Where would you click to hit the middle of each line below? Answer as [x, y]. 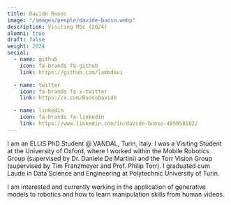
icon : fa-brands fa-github [59, 66]
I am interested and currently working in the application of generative [106, 187]
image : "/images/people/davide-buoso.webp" [72, 20]
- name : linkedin [39, 111]
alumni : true [26, 33]
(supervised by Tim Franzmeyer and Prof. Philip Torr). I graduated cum [109, 166]
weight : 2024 [26, 46]
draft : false [26, 40]
